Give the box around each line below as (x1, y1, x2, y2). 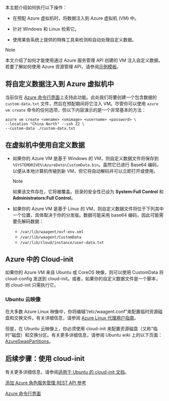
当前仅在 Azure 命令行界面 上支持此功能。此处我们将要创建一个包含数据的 (5, 94, 157, 100)
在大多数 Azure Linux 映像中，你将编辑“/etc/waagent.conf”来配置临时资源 (5, 308, 158, 314)
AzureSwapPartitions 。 (5, 338, 54, 344)
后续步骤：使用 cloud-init (5, 354, 85, 363)
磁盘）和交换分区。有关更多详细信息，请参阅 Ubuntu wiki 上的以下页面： (12, 332, 163, 338)
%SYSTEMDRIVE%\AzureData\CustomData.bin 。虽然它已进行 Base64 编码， (12, 162, 161, 168)
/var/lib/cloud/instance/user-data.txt (20, 240, 104, 245)
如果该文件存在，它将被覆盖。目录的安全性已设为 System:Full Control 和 (12, 188, 164, 194)
